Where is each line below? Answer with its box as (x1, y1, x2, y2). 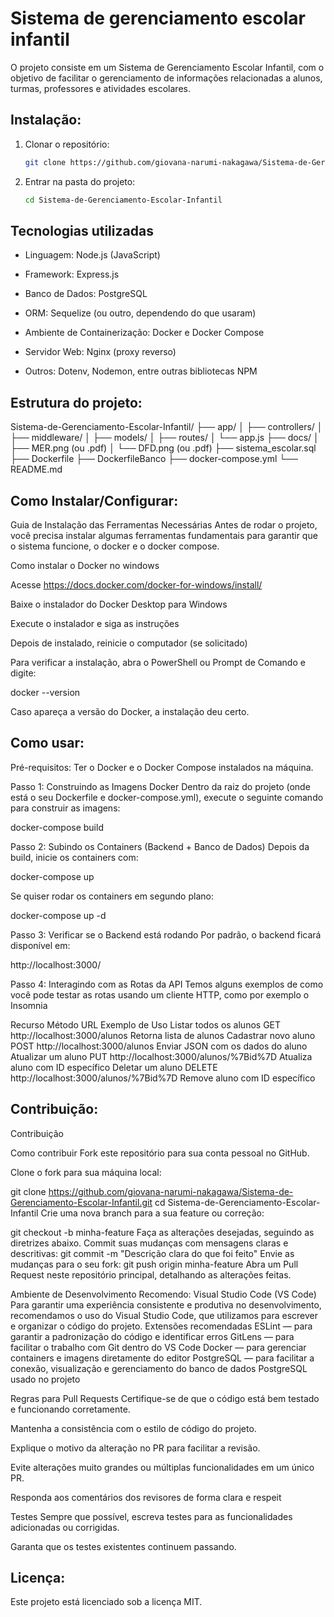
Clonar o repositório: (24, 138, 110, 150)
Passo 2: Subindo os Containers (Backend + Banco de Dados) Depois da (10, 840, 310, 852)
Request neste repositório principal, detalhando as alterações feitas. (10, 1268, 292, 1281)
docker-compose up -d (10, 909, 107, 921)
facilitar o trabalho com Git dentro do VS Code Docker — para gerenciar (10, 1341, 307, 1353)
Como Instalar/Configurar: (10, 492, 179, 509)
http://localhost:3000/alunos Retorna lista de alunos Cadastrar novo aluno (10, 1029, 316, 1041)
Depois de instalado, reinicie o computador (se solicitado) (10, 637, 248, 649)
